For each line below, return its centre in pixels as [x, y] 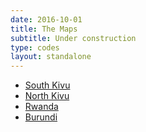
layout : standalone [51, 57]
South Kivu [47, 85]
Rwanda [41, 107]
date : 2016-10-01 [46, 19]
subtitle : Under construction [73, 38]
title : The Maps [44, 29]
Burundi [41, 117]
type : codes [35, 47]
